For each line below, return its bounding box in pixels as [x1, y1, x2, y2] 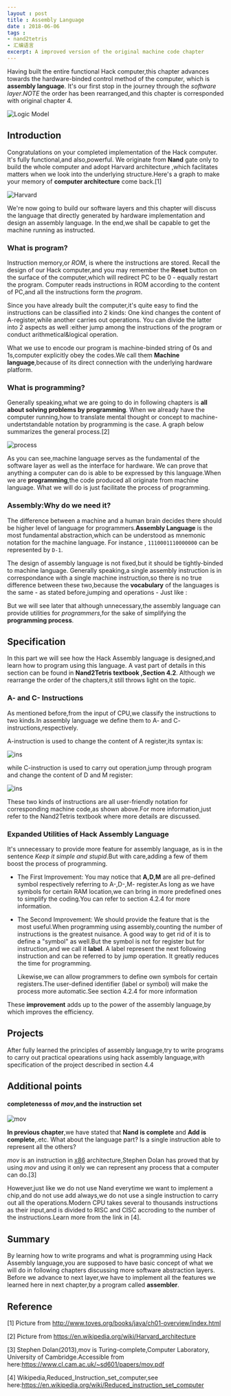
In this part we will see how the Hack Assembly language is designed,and [7, 654, 215, 662]
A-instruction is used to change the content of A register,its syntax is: [7, 737, 203, 745]
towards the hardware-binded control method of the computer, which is [7, 74, 210, 83]
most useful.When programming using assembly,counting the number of [16, 922, 223, 930]
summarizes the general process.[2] [7, 428, 110, 436]
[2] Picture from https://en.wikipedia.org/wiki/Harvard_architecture [7, 1332, 197, 1341]
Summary [7, 1233, 50, 1245]
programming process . [7, 616, 74, 624]
